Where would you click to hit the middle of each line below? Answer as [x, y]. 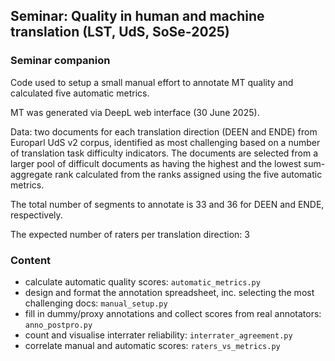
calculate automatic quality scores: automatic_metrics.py [142, 281]
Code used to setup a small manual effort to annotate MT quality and [152, 82]
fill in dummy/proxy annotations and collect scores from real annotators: [173, 313]
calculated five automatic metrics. [80, 93]
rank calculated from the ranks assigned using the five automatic [188, 174]
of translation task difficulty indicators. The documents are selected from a [164, 153]
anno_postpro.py [58, 325]
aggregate [31, 174]
